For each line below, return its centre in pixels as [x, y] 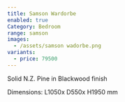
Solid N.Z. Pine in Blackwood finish [57, 78]
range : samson [28, 33]
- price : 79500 [36, 59]
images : [19, 40]
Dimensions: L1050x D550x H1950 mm [63, 92]
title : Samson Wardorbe [42, 14]
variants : [22, 53]
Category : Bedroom [34, 26]
